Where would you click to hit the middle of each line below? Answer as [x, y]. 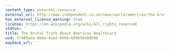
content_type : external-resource [40, 10]
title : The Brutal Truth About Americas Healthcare [61, 33]
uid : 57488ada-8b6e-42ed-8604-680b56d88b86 [52, 38]
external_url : [20, 15]
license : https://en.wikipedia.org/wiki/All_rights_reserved [71, 24]
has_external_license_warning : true [44, 19]
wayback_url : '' [22, 43]
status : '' [17, 29]
